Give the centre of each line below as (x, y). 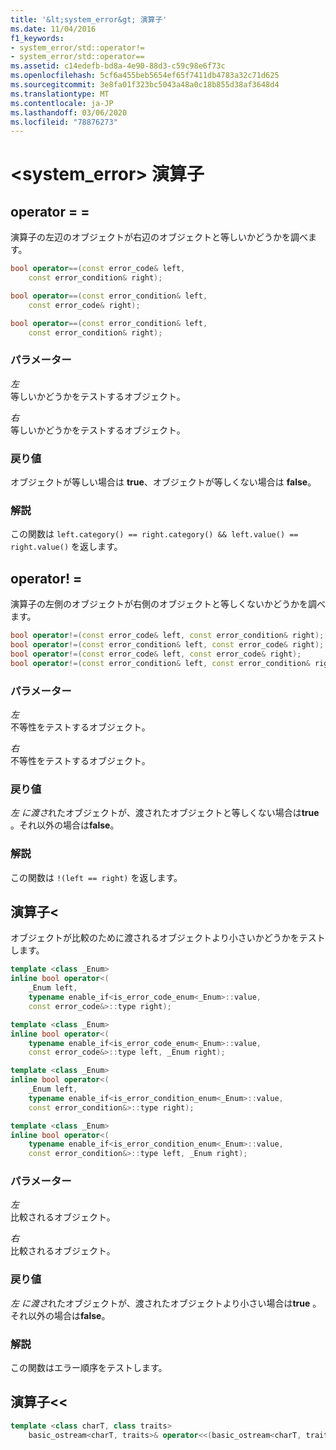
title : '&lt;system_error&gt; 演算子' (89, 19)
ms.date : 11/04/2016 (53, 29)
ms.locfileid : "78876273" (64, 122)
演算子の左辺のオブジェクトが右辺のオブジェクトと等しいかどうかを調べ (159, 237)
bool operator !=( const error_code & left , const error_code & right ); (156, 654)
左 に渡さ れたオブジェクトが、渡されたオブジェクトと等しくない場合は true (165, 813)
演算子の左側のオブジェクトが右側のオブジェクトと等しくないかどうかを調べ (168, 604)
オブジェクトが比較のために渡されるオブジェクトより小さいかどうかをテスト (168, 938)
